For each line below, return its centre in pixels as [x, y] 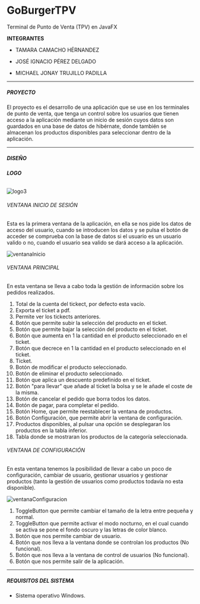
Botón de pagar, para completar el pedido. [67, 405]
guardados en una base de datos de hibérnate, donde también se [87, 126]
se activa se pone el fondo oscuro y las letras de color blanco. [91, 530]
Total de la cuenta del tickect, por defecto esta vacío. [80, 303]
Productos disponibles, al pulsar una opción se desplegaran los [93, 424]
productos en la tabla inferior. [51, 430]
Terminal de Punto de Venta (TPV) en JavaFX [62, 27]
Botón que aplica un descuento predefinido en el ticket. [83, 380]
